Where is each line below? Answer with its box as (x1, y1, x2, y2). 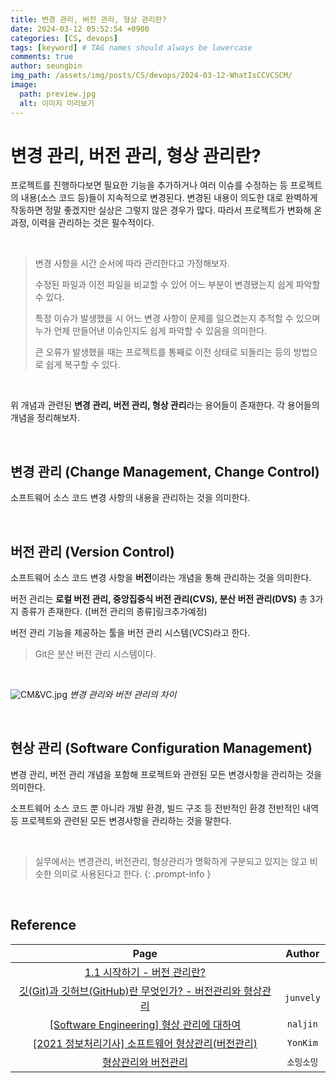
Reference (10, 917, 77, 934)
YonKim (286, 1037, 318, 1048)
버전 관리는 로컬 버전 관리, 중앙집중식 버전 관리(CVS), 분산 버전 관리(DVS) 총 (10, 593, 308, 605)
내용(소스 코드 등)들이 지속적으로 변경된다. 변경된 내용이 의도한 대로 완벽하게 (20, 192, 318, 204)
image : (10, 80, 38, 90)
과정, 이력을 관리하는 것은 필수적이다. (10, 217, 155, 229)
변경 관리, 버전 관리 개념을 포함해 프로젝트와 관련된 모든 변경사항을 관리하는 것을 (10, 768, 323, 780)
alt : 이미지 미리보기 (19, 98, 95, 108)
